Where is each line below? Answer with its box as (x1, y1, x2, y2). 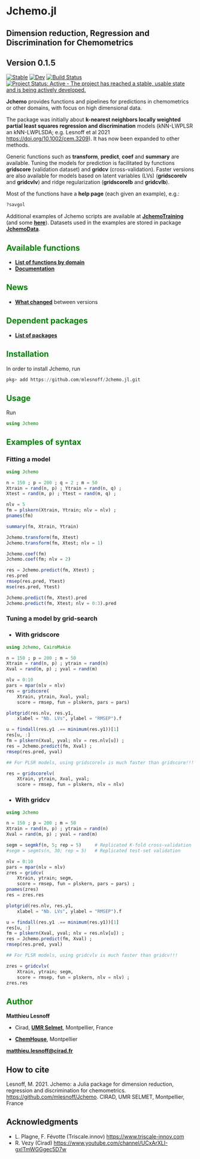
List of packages (14, 332, 57, 339)
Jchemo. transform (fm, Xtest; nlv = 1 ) (6, 540, 103, 546)
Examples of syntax (6, 437, 82, 447)
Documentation (14, 265, 55, 272)
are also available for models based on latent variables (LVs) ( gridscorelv (6, 172, 187, 179)
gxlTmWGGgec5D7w (14, 1145, 67, 1152)
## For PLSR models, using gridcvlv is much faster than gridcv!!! (6, 952, 178, 959)
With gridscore (14, 631, 60, 639)
